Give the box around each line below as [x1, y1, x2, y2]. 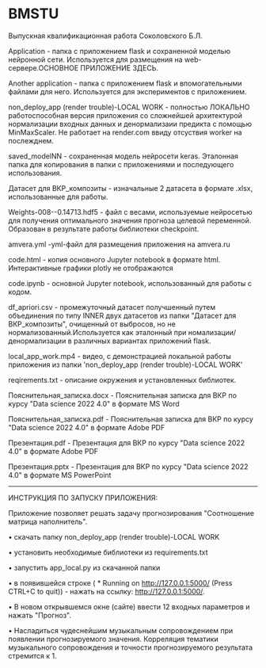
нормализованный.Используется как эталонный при [8, 327, 187, 337]
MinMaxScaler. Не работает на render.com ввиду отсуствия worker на [8, 128, 243, 137]
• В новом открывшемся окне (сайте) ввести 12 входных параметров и [8, 601, 250, 611]
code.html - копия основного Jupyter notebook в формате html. [8, 254, 221, 264]
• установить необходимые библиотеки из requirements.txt [8, 548, 208, 557]
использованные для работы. [8, 192, 108, 201]
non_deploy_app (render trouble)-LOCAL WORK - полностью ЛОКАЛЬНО [8, 102, 250, 112]
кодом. [8, 287, 32, 296]
